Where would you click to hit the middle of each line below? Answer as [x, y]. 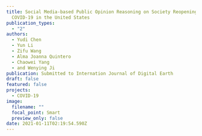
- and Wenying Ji [33, 68]
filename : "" [28, 107]
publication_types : [31, 23]
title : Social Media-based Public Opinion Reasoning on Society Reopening [102, 12]
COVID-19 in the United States [51, 17]
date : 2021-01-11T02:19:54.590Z [47, 124]
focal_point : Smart [36, 113]
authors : [17, 34]
